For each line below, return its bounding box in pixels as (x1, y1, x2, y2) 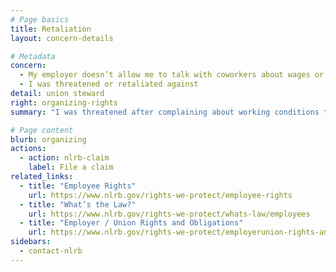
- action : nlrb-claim (19, 153, 110, 163)
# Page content (10, 125, 74, 135)
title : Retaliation (10, 24, 92, 34)
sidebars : (10, 237, 52, 247)
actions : (10, 144, 47, 154)
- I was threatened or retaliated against (19, 79, 199, 90)
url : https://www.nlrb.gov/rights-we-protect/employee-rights (28, 190, 293, 200)
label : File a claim (28, 162, 114, 173)
